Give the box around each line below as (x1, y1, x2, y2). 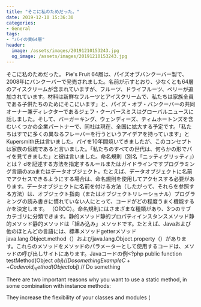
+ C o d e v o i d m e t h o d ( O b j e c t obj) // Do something (6, 263, 121, 272)
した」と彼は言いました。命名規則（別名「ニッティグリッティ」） (37, 153, 195, 160)
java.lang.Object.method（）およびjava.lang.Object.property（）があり (6, 235, 182, 242)
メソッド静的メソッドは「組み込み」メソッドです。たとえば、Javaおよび (11, 220, 191, 227)
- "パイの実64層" (6, 37, 45, 42)
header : (6, 42, 26, 48)
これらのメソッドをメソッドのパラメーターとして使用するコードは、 (16, 242, 184, 250)
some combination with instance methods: (6, 282, 111, 290)
